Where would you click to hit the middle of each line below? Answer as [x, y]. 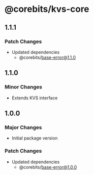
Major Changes [23, 127]
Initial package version [34, 138]
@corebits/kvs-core [47, 9]
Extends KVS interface [34, 98]
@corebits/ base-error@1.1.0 [47, 57]
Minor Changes [23, 87]
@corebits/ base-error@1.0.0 [48, 167]
